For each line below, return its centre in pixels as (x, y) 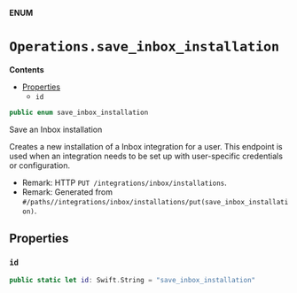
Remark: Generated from (67, 192)
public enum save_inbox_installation (79, 112)
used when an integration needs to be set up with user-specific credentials (146, 156)
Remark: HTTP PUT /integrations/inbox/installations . (125, 182)
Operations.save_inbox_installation (145, 47)
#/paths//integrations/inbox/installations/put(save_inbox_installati (155, 202)
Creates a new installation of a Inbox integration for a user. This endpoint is (146, 146)
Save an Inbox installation (56, 129)
